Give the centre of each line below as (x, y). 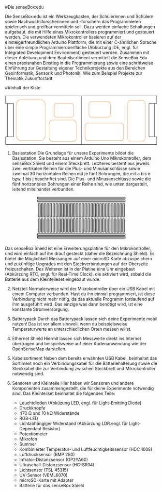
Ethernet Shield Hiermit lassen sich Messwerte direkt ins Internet (76, 339)
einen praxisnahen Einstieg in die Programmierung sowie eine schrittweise (79, 63)
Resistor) (52, 429)
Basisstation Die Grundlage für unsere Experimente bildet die (73, 153)
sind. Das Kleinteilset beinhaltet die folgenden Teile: (63, 393)
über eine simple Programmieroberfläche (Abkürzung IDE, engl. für (72, 47)
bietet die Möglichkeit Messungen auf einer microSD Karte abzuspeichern (79, 259)
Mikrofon (28, 439)
